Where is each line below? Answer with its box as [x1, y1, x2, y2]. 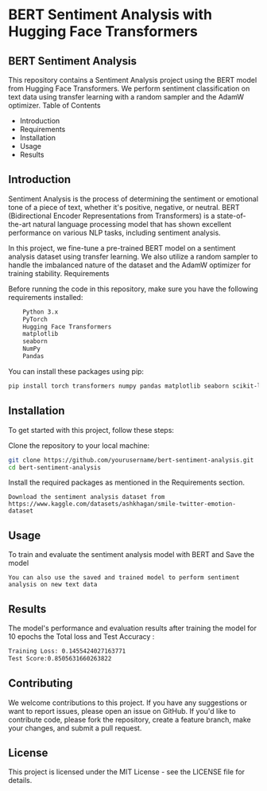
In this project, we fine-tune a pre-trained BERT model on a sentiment [8, 243, 236, 252]
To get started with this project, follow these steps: [8, 425, 175, 434]
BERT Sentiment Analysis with [8, 6, 213, 24]
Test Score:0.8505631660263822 [8, 654, 112, 662]
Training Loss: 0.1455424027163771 [8, 647, 126, 655]
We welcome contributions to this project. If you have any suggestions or [8, 698, 248, 707]
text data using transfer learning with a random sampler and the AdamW [8, 92, 245, 101]
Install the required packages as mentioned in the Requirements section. [8, 477, 245, 487]
